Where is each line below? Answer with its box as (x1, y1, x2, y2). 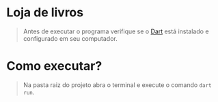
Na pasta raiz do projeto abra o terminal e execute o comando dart (23, 80, 212, 89)
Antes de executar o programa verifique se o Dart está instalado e (23, 27, 209, 35)
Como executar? (6, 58, 103, 74)
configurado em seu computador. (23, 34, 118, 42)
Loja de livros (6, 5, 83, 20)
